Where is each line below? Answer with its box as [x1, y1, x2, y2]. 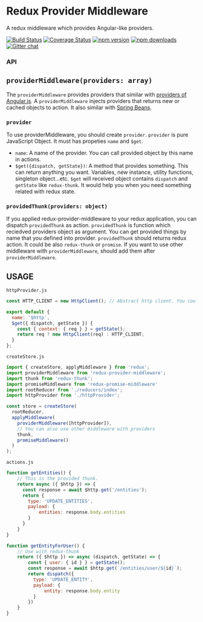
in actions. [14, 156, 41, 163]
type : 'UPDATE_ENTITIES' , [28, 498, 94, 504]
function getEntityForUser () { [6, 543, 85, 549]
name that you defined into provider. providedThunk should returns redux [6, 234, 187, 242]
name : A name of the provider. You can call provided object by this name [14, 149, 193, 156]
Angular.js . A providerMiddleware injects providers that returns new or [6, 97, 180, 104]
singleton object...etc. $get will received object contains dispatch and [14, 174, 188, 182]
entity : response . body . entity [44, 587, 120, 594]
